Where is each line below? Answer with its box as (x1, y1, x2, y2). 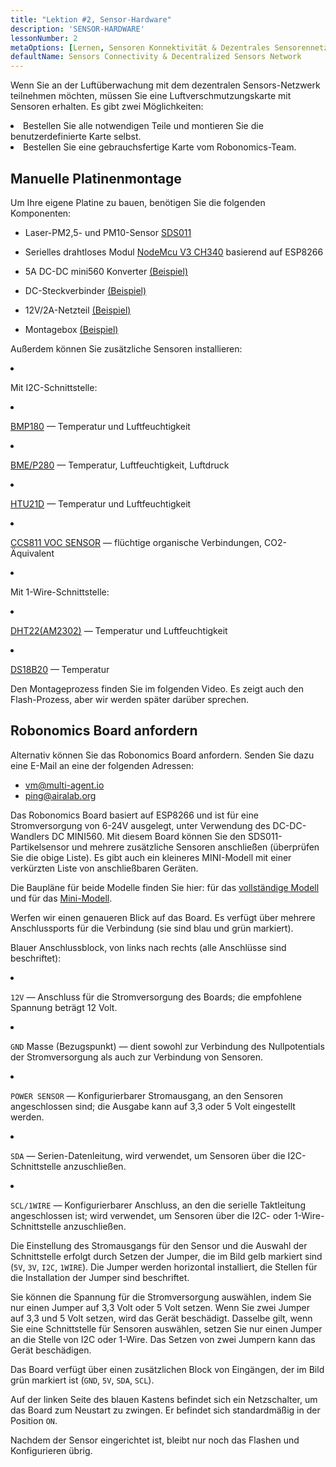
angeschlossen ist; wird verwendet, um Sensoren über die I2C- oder (10, 1209, 293, 1221)
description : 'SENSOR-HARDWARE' (10, 24, 145, 34)
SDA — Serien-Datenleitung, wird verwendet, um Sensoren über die (10, 1149, 286, 1161)
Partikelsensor (10, 841, 70, 853)
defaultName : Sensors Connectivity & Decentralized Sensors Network (10, 52, 302, 62)
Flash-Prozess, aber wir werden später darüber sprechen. (10, 693, 250, 705)
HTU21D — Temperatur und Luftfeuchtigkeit (10, 497, 192, 510)
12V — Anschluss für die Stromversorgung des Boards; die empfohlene (10, 991, 302, 1003)
